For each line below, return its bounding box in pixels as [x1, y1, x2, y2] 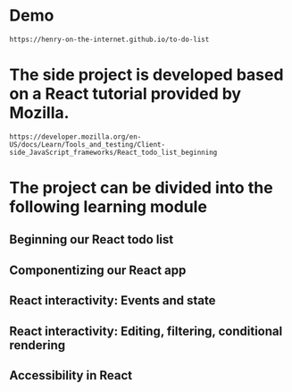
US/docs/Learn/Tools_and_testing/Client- [9, 140, 166, 149]
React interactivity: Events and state [9, 293, 216, 309]
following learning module [9, 197, 208, 217]
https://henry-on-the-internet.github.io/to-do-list [9, 35, 210, 44]
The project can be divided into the [9, 178, 274, 198]
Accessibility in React [9, 368, 132, 383]
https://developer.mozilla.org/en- [9, 132, 142, 141]
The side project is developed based [9, 64, 284, 85]
